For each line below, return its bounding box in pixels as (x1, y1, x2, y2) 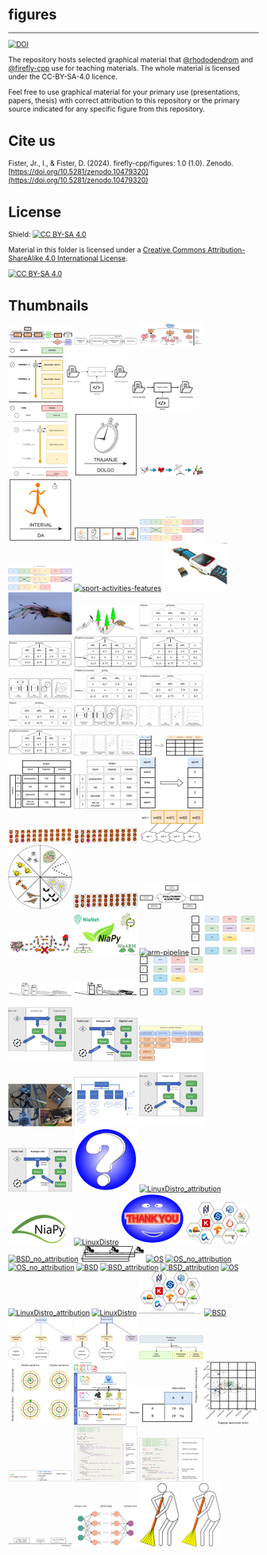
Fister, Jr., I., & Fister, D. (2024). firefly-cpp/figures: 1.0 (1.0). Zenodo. (8, 158, 234, 168)
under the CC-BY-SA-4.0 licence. (8, 72, 118, 81)
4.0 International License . (44, 253, 129, 263)
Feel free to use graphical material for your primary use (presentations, (8, 87, 241, 96)
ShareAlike (8, 253, 44, 263)
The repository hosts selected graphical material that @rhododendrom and (8, 54, 253, 64)
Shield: (8, 229, 31, 239)
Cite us (8, 132, 56, 150)
